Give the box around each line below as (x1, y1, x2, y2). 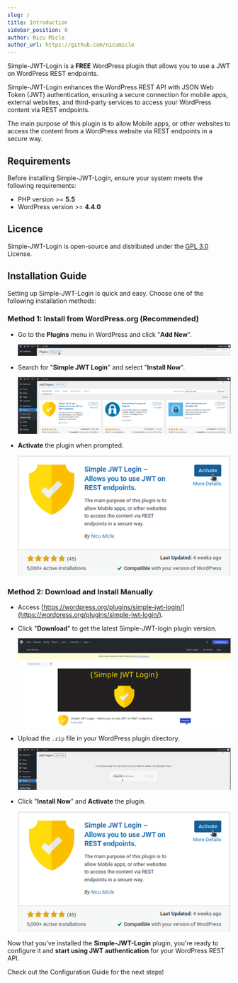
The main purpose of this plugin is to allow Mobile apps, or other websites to (7, 119, 231, 128)
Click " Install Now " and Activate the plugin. (17, 797, 147, 806)
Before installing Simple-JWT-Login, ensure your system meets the (7, 174, 203, 182)
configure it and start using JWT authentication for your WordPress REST (7, 946, 225, 955)
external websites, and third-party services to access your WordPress (7, 98, 212, 106)
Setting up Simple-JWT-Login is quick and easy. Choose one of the (7, 289, 204, 297)
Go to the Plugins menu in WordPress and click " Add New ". (17, 330, 193, 338)
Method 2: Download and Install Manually (7, 587, 154, 596)
